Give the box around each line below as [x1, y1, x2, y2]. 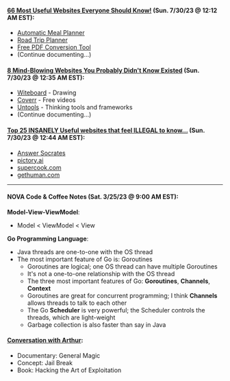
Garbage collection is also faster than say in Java [27, 320, 166, 329]
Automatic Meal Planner [16, 29, 85, 37]
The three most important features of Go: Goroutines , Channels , [27, 277, 211, 285]
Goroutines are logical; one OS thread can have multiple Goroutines [27, 262, 218, 271]
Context [27, 284, 51, 292]
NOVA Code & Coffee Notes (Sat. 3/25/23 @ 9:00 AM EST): [7, 193, 179, 201]
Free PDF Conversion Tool [16, 43, 91, 51]
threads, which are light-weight [27, 313, 116, 321]
